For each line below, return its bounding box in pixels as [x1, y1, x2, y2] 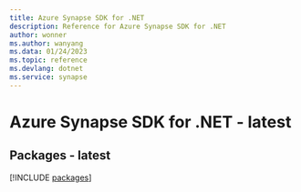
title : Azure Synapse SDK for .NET [9, 13, 145, 23]
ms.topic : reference [9, 56, 88, 65]
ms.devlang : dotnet [9, 65, 84, 74]
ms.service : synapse [9, 73, 88, 82]
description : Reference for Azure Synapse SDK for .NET [9, 22, 226, 31]
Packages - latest [9, 147, 111, 164]
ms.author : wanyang [9, 38, 84, 48]
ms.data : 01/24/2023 [9, 47, 88, 56]
